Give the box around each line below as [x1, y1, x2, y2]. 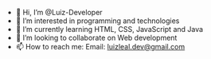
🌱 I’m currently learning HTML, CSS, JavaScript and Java [15, 25, 204, 33]
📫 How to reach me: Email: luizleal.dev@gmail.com [15, 42, 186, 51]
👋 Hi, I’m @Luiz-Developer [15, 8, 103, 17]
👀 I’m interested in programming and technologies [15, 16, 180, 26]
